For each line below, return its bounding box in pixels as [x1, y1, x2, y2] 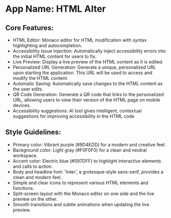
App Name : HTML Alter [5, 3, 106, 15]
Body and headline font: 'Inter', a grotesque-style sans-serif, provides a [12, 168, 164, 175]
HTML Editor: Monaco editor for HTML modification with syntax [12, 37, 147, 43]
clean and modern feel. [12, 174, 62, 180]
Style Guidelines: [5, 128, 61, 137]
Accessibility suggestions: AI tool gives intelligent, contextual [12, 108, 142, 114]
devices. [12, 102, 31, 108]
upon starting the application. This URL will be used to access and [12, 70, 153, 76]
